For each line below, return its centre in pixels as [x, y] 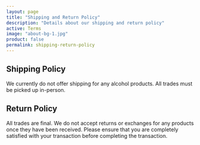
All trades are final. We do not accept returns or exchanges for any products [100, 123]
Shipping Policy [36, 69]
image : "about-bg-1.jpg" [37, 34]
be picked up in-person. [36, 90]
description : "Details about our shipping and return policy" [85, 23]
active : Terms [24, 28]
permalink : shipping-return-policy [51, 45]
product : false [25, 39]
